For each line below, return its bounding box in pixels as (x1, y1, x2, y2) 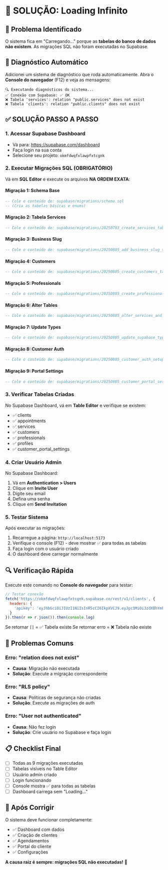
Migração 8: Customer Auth (5, 346, 64, 352)
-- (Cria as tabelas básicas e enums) (5, 203, 86, 208)
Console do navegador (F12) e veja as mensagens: (5, 77, 111, 83)
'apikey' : (14, 606, 35, 611)
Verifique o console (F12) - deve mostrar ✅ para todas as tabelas (12, 540, 146, 546)
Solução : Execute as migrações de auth (12, 700, 95, 706)
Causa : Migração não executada (12, 665, 80, 671)
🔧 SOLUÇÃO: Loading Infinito (5, 5, 128, 17)
